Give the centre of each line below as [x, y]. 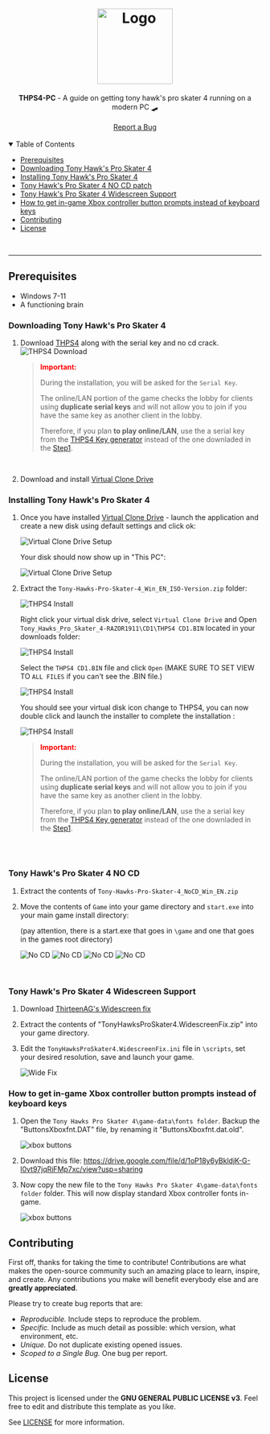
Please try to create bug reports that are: [76, 1304]
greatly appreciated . [43, 1288]
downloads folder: [50, 637]
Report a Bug [135, 127]
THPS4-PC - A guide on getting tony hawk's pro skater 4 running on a [135, 97]
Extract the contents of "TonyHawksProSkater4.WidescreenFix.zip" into [139, 1024]
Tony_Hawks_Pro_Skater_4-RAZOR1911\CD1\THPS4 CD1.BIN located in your [137, 628]
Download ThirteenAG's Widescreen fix [85, 1008]
